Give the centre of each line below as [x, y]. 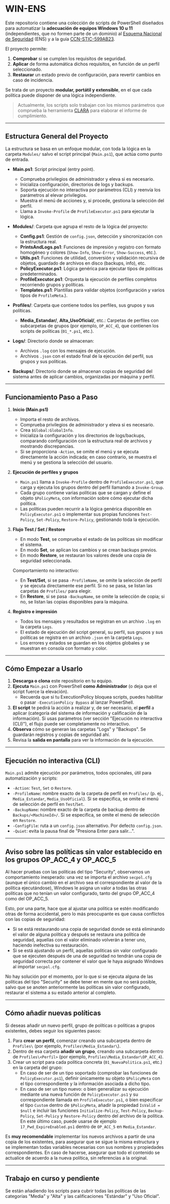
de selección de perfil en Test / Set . [48, 804]
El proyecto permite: [26, 49]
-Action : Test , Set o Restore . [42, 788]
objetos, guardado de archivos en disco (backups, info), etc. [83, 263]
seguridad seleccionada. [46, 561]
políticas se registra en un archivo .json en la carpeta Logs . [82, 637]
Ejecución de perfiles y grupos [45, 472]
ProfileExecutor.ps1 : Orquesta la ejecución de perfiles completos [88, 279]
